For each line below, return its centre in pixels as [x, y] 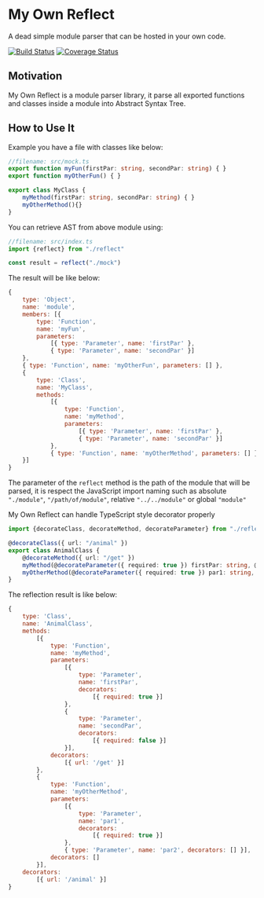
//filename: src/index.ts [50, 241]
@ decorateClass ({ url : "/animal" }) [68, 544]
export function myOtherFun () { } [65, 176]
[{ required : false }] [130, 741]
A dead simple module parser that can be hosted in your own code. [117, 36]
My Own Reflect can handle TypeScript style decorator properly [112, 515]
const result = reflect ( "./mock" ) [65, 263]
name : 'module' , [49, 307]
